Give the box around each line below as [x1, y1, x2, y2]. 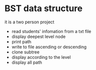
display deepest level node [11, 34, 66, 39]
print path [11, 38, 32, 44]
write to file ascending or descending [11, 44, 87, 50]
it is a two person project [4, 19, 55, 25]
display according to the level [11, 54, 71, 60]
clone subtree [11, 49, 40, 55]
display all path [11, 59, 42, 65]
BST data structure [4, 3, 83, 14]
